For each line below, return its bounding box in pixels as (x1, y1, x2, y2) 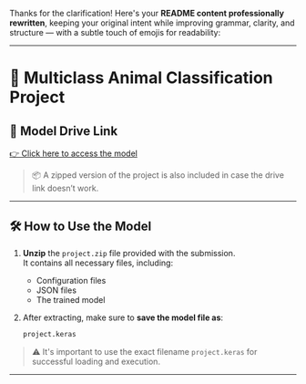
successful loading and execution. (31, 356, 161, 367)
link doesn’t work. (31, 182, 99, 193)
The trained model (36, 294, 106, 305)
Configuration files (36, 275, 107, 285)
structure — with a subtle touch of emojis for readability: (9, 27, 221, 37)
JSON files (36, 285, 77, 296)
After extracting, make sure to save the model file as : (22, 312, 224, 323)
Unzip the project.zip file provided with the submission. (22, 247, 236, 258)
